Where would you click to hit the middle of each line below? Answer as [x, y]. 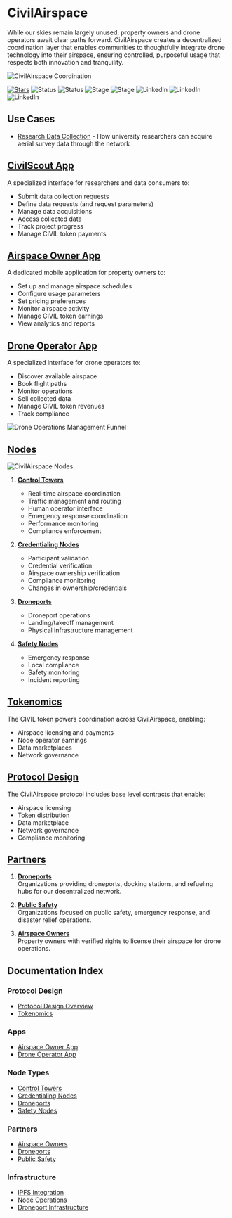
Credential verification [60, 565]
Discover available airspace [57, 376]
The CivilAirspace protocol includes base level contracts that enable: [107, 794]
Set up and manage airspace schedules [75, 286]
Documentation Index [55, 971]
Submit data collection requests [63, 196]
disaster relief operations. [54, 920]
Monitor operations [45, 391]
